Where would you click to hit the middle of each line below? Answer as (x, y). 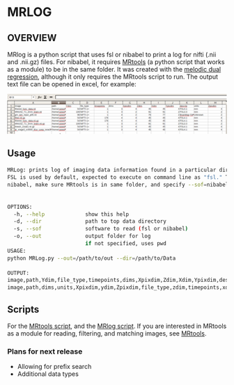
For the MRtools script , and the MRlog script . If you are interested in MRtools (117, 326)
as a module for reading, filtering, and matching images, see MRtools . (107, 333)
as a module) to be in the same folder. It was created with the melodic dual (114, 69)
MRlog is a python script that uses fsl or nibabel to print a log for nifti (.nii (112, 54)
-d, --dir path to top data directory (90, 221)
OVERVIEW (32, 38)
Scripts (23, 309)
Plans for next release (45, 351)
